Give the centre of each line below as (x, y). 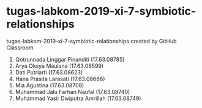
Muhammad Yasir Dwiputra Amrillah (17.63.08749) (78, 98)
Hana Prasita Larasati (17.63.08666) (60, 79)
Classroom (20, 48)
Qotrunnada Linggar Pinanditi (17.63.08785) (70, 59)
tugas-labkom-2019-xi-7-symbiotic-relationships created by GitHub (92, 41)
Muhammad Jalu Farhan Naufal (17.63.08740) (73, 92)
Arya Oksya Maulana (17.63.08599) (59, 66)
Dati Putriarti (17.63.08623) (49, 72)
